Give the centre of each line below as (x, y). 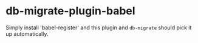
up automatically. (27, 33)
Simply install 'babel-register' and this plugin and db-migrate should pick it (99, 27)
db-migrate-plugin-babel (70, 11)
